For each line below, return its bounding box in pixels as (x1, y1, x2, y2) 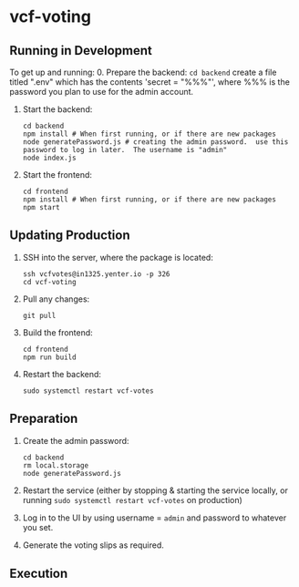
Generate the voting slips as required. (22, 540, 164, 551)
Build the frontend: (22, 326, 93, 338)
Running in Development (9, 43, 153, 58)
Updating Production (9, 228, 130, 243)
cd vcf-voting (22, 277, 77, 286)
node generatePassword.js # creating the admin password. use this (22, 138, 289, 147)
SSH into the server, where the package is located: (22, 252, 214, 263)
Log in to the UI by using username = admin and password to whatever (22, 512, 287, 523)
